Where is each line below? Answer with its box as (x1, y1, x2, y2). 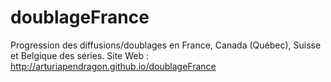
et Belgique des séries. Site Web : (10, 49, 149, 61)
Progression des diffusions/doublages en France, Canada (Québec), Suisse (10, 39, 322, 51)
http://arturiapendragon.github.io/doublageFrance (10, 60, 217, 72)
